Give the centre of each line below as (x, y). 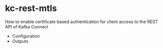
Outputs (20, 41)
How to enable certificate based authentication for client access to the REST (81, 22)
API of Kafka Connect (27, 26)
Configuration (26, 36)
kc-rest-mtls (31, 8)
